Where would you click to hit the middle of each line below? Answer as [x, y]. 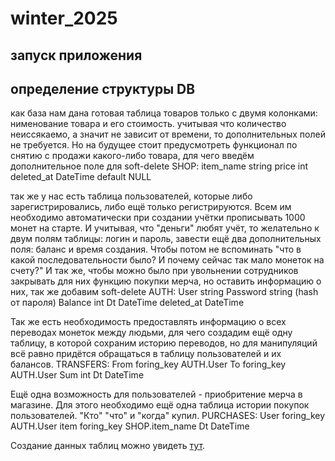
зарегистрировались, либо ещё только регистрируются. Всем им [151, 207]
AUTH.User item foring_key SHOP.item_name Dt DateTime [130, 426]
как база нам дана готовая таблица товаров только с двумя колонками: [164, 113]
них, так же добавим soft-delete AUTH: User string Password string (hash [164, 292]
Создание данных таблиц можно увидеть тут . [108, 446]
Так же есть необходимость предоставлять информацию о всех [148, 322]
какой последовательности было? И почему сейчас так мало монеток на [167, 260]
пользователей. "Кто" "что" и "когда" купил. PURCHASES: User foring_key [168, 416]
